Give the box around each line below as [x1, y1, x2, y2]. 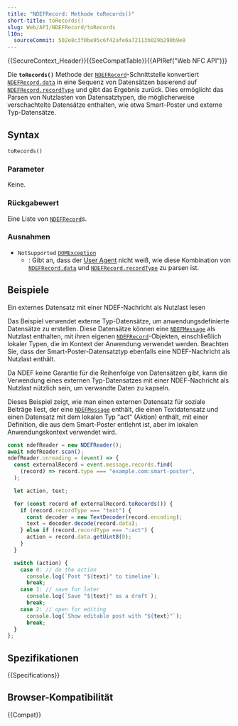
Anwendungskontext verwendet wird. [7, 427, 117, 436]
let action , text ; [13, 487, 69, 494]
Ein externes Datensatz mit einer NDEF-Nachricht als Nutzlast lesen [7, 303, 206, 311]
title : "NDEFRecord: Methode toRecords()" [7, 10, 135, 18]
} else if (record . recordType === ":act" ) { [20, 527, 154, 534]
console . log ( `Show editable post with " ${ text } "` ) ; [26, 612, 183, 620]
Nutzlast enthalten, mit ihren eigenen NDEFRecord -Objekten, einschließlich [7, 332, 222, 341]
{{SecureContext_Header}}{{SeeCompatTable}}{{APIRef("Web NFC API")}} [7, 56, 228, 65]
